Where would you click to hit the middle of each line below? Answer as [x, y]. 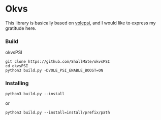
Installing [17, 83]
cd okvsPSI [17, 66]
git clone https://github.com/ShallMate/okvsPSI [58, 62]
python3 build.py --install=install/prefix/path [58, 112]
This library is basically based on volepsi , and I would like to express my [80, 23]
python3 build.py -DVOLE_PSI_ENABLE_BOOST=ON [54, 71]
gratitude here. [21, 28]
